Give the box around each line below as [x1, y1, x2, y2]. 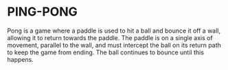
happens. [7, 55, 34, 63]
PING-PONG [7, 4, 78, 20]
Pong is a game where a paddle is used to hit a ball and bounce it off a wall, [7, 27, 221, 35]
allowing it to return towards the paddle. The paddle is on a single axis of [7, 33, 213, 41]
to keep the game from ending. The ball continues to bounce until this [7, 48, 205, 56]
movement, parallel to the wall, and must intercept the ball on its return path [7, 41, 222, 49]
